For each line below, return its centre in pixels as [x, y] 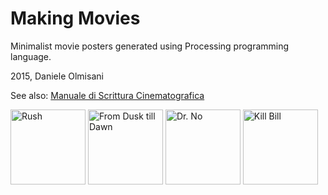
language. [31, 56]
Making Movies [75, 18]
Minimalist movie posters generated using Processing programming [150, 46]
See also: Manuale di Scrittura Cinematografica [107, 95]
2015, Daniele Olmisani [57, 76]
